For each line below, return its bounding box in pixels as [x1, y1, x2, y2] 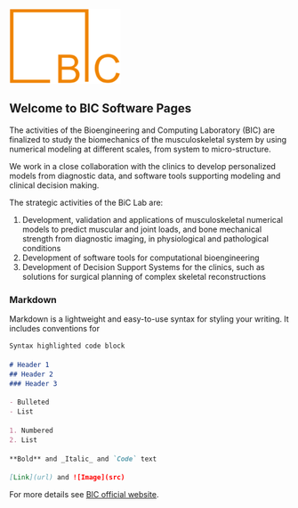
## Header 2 [9, 370, 53, 379]
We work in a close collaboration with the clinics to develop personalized [9, 160, 276, 171]
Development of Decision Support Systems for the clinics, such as [21, 261, 265, 272]
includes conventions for [9, 324, 101, 334]
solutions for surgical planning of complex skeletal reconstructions [21, 271, 267, 282]
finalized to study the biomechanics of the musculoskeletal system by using [9, 134, 287, 144]
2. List [9, 435, 38, 445]
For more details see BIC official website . [9, 489, 159, 500]
